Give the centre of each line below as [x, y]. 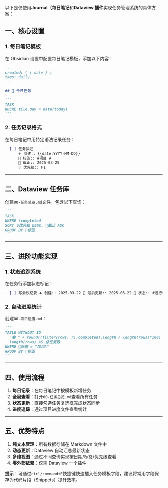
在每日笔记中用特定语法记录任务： [40, 139]
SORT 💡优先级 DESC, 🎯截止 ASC [35, 225]
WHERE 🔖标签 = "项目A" [27, 347]
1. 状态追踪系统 [23, 272]
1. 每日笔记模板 [23, 47]
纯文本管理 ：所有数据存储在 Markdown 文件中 [60, 444]
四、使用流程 [25, 378]
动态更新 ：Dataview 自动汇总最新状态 [51, 450]
